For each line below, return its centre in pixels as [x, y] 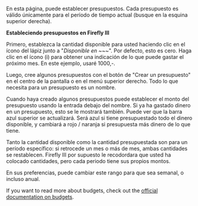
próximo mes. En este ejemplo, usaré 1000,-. [61, 63]
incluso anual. [23, 179]
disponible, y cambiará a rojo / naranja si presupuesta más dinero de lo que [98, 124]
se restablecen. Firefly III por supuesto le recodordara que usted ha [89, 155]
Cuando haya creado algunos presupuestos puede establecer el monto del [98, 99]
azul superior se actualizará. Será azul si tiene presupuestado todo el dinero [99, 118]
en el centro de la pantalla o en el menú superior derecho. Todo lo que [92, 81]
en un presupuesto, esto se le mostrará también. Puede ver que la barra [94, 112]
